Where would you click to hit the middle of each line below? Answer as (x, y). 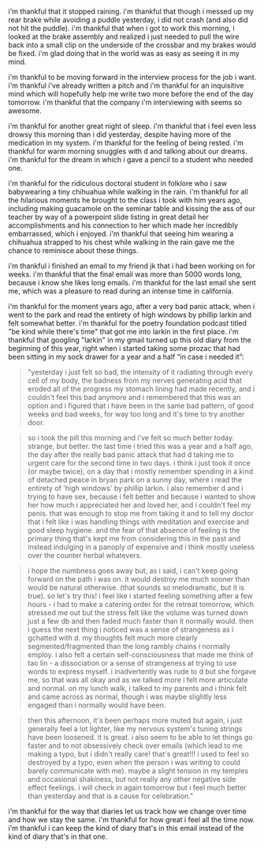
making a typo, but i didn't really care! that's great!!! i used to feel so (138, 754)
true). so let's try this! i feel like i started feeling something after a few (140, 596)
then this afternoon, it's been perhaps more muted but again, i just (135, 720)
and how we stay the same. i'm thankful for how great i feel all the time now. (132, 820)
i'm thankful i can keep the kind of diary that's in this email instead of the (126, 828)
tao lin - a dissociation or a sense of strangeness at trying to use (132, 663)
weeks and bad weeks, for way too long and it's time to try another (136, 414)
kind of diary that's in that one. (58, 836)
